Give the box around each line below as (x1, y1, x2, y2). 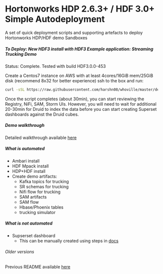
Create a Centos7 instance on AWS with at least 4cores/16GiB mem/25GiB (5, 73, 154, 78)
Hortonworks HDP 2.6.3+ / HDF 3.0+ (5, 3, 155, 15)
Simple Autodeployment (5, 14, 105, 25)
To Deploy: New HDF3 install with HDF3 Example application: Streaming (5, 46, 154, 52)
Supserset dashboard (12, 232, 56, 238)
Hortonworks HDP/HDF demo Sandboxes (5, 35, 88, 41)
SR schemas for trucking (19, 183, 69, 189)
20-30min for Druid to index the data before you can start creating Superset (5, 106, 157, 112)
